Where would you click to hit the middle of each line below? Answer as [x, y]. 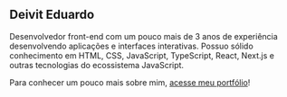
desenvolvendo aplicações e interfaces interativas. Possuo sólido [131, 46]
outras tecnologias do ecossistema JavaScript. [96, 65]
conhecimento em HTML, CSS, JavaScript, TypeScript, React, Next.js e [142, 55]
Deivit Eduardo [52, 15]
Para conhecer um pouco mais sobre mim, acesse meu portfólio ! [130, 82]
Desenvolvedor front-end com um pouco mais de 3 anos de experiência [143, 36]
